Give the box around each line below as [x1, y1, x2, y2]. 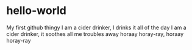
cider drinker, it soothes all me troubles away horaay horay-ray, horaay [6, 30, 184, 37]
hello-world [6, 4, 67, 18]
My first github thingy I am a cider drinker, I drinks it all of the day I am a [6, 24, 187, 31]
